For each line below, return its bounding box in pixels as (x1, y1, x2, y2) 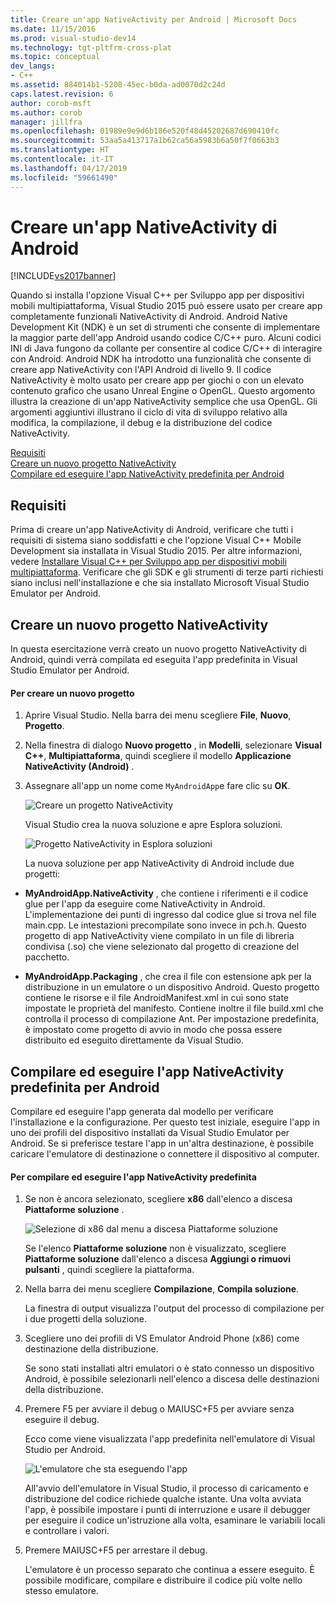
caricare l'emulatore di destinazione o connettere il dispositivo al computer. (10, 1148, 320, 1160)
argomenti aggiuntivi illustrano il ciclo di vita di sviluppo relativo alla (10, 406, 288, 418)
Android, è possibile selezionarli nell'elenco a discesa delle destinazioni (24, 1373, 320, 1385)
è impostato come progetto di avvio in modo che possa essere (24, 1024, 283, 1036)
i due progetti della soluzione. (24, 1313, 148, 1325)
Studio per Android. (24, 1444, 106, 1456)
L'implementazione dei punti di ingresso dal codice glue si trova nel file (24, 909, 317, 921)
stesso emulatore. (24, 1585, 99, 1597)
